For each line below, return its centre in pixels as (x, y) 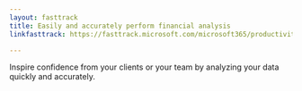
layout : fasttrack (44, 17)
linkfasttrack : (38, 34)
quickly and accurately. (53, 77)
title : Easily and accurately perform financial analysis (120, 26)
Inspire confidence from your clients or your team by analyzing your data (144, 67)
